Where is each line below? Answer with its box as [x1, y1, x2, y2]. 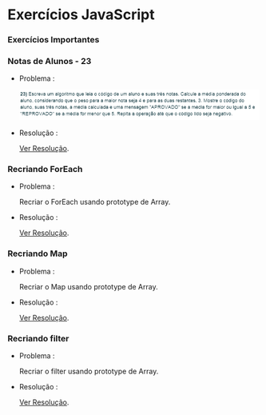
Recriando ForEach [7, 164, 83, 175]
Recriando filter [7, 333, 69, 344]
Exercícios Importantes [7, 34, 100, 46]
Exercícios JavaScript [7, 6, 155, 24]
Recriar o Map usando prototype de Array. [18, 281, 158, 291]
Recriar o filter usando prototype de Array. [18, 366, 159, 377]
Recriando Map [7, 248, 69, 259]
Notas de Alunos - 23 [7, 56, 92, 67]
